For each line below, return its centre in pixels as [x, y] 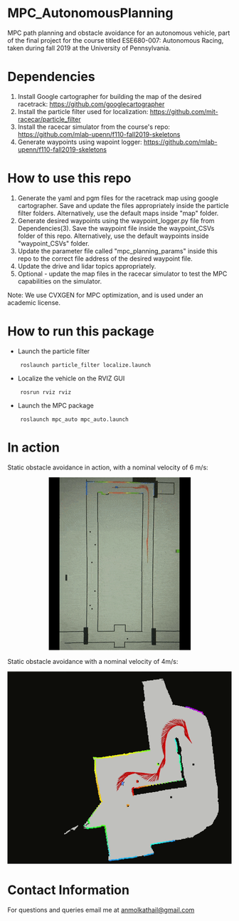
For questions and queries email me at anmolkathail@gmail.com [101, 910]
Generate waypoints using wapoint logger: [80, 142]
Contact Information [69, 890]
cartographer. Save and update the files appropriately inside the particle [123, 205]
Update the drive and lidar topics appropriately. [87, 266]
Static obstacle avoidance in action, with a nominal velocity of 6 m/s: [108, 467]
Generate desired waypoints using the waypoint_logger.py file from [116, 220]
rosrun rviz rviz [46, 392]
